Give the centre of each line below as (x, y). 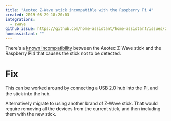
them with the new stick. (31, 114)
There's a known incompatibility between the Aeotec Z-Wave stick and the (83, 48)
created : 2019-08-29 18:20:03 (37, 15)
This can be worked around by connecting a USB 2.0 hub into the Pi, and (82, 88)
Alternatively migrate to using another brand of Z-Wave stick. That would (81, 103)
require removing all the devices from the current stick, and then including (83, 109)
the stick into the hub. (28, 93)
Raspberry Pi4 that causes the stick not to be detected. (63, 53)
